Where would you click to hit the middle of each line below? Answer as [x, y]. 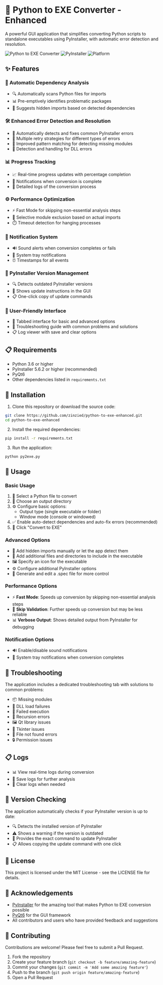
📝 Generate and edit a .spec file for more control [61, 574]
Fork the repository [31, 957]
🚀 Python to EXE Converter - [63, 10]
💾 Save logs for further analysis [44, 779]
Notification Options [30, 639]
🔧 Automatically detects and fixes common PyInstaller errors [73, 133]
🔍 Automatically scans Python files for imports [59, 93]
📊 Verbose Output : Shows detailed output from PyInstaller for [75, 620]
